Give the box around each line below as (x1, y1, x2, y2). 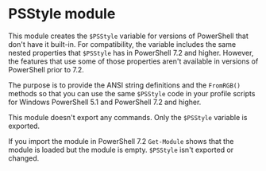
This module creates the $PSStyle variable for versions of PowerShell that (8, 31, 249, 41)
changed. (8, 153, 40, 163)
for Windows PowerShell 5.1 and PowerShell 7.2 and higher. (8, 97, 202, 107)
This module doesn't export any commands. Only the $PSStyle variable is (8, 112, 248, 122)
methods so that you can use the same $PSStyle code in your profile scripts (8, 88, 256, 98)
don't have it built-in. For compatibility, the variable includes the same (8, 39, 237, 49)
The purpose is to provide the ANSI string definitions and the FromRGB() (8, 80, 241, 90)
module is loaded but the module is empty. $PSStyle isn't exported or (8, 145, 234, 154)
